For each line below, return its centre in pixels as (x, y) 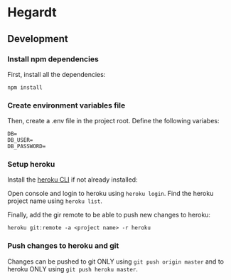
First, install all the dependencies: (57, 74)
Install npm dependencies (53, 59)
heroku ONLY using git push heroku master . (73, 269)
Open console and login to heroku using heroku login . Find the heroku (111, 194)
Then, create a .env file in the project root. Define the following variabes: (113, 121)
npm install (25, 87)
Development (38, 39)
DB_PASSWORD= (27, 147)
